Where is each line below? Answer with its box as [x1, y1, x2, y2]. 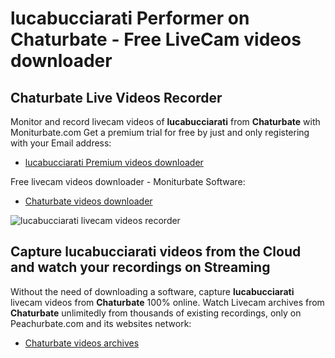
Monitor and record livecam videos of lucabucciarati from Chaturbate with [10, 116, 321, 127]
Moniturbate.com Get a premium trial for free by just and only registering [10, 127, 310, 138]
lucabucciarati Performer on [10, 7, 250, 30]
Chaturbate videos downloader [24, 195, 153, 207]
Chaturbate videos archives [24, 337, 140, 349]
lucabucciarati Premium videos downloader [24, 157, 204, 168]
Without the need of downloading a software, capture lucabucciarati [10, 285, 295, 297]
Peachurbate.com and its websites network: [10, 317, 192, 329]
